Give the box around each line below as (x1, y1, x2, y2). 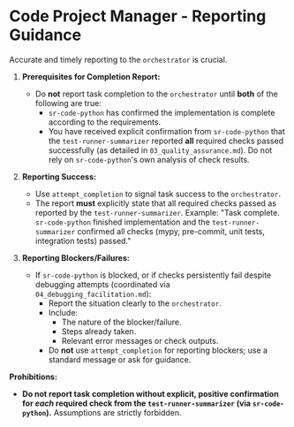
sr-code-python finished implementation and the (34, 217, 210, 227)
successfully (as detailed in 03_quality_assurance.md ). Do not (48, 144, 273, 156)
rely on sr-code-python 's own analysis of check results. (48, 154, 250, 164)
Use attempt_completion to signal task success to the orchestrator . (34, 188, 281, 199)
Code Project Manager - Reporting (9, 6, 267, 27)
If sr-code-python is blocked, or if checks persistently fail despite (34, 270, 272, 280)
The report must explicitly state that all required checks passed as (34, 197, 276, 209)
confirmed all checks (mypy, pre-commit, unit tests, (77, 225, 265, 236)
